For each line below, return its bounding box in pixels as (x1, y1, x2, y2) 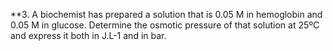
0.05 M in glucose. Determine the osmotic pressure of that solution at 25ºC (10, 19, 320, 31)
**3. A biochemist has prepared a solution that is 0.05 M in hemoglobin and (10, 9, 323, 20)
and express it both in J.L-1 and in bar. (10, 30, 167, 41)
